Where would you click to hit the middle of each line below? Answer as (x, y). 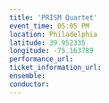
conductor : (29, 84)
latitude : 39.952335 (48, 43)
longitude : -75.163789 (51, 51)
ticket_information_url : (55, 68)
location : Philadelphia (54, 34)
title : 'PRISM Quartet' (54, 17)
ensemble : (28, 76)
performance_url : (42, 59)
